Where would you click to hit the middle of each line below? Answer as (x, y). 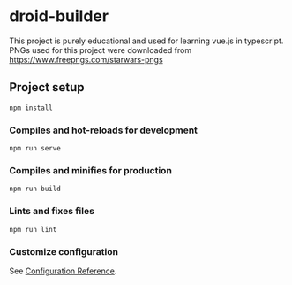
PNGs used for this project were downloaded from (101, 50)
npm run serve (35, 149)
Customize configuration (64, 251)
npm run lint (33, 229)
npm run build (35, 189)
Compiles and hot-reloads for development (104, 130)
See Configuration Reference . (63, 271)
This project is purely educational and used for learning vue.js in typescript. (146, 41)
